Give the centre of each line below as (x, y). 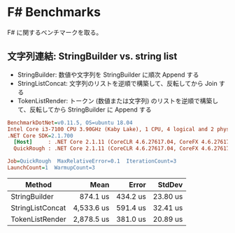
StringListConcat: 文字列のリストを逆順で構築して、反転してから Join (117, 83)
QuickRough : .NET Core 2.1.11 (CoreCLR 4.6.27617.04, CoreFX (106, 149)
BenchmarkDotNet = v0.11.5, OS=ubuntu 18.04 (70, 123)
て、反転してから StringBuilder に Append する (84, 110)
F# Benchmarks (54, 12)
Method (39, 184)
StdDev (170, 184)
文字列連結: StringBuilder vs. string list (92, 57)
